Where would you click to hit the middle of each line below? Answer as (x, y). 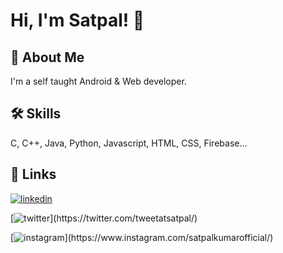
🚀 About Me (47, 57)
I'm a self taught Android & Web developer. (98, 81)
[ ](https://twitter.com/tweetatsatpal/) (104, 218)
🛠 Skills (36, 114)
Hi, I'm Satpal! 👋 (77, 20)
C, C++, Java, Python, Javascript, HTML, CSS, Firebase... (129, 143)
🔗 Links (33, 174)
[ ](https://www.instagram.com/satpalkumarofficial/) (142, 237)
